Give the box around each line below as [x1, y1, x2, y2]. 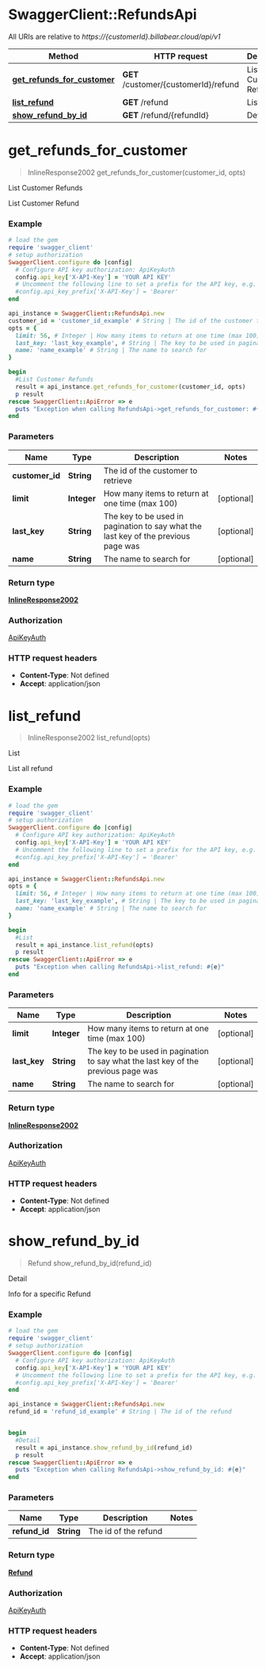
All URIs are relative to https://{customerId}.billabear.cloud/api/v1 [8, 32, 221, 41]
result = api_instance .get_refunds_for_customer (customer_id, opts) [15, 382, 246, 390]
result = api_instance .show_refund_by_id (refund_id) [15, 1444, 193, 1452]
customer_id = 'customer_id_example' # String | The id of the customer [8, 317, 253, 324]
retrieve [103, 474, 133, 485]
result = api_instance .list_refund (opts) [15, 941, 154, 949]
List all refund [8, 764, 53, 773]
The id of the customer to [103, 465, 198, 476]
